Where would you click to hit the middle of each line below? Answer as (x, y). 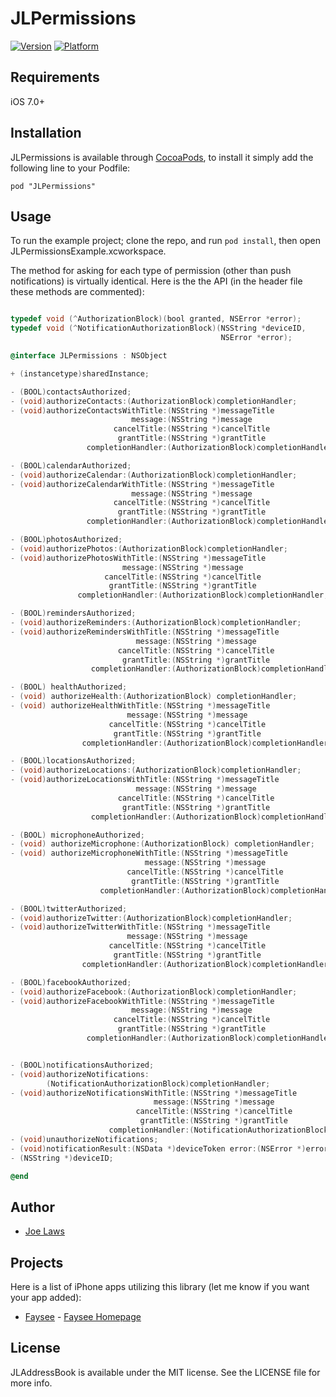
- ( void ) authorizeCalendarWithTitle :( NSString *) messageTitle (142, 484)
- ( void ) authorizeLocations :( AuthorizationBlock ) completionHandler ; (156, 770)
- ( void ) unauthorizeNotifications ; (84, 1139)
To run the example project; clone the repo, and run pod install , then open (165, 241)
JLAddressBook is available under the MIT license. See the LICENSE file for (165, 1372)
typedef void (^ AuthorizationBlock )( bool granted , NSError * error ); (156, 319)
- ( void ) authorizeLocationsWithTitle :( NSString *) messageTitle (145, 780)
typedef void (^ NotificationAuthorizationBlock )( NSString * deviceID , (158, 328)
